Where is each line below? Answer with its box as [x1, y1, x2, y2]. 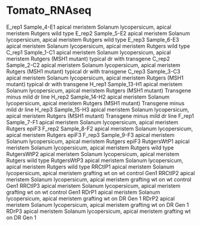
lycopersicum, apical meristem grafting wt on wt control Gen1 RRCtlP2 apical [6, 169, 195, 176]
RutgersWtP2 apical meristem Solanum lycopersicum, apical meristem [6, 150, 180, 157]
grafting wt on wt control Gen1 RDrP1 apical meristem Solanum [6, 188, 160, 196]
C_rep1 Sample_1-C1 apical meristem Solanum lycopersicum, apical [6, 48, 171, 56]
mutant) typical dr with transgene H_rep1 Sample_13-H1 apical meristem [6, 80, 183, 87]
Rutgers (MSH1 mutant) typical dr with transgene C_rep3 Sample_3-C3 [6, 68, 181, 75]
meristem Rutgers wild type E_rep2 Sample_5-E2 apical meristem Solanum [6, 29, 190, 36]
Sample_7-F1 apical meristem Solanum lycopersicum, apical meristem [6, 118, 178, 126]
